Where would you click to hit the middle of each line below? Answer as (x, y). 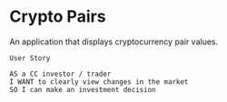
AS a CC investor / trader (60, 74)
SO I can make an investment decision (83, 89)
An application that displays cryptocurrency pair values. (114, 42)
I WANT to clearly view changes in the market (99, 82)
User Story (30, 58)
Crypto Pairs (58, 17)
